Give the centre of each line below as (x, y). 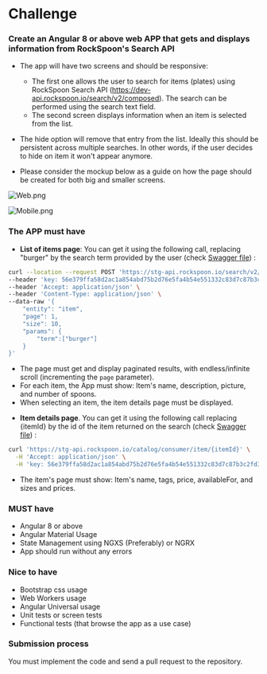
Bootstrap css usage (53, 590)
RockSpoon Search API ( (72, 90)
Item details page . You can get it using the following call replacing (128, 418)
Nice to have (33, 572)
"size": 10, (42, 323)
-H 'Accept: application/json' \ (71, 457)
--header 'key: (33, 280)
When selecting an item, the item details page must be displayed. (126, 402)
